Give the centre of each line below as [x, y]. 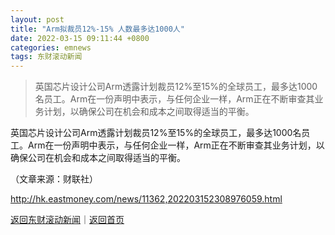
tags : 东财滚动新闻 [46, 57]
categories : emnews [51, 47]
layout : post [37, 19]
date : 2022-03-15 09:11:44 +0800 [80, 38]
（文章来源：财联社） [54, 179]
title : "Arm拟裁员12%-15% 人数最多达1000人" [97, 29]
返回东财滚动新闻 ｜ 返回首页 [67, 220]
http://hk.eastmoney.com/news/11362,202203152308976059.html [146, 199]
